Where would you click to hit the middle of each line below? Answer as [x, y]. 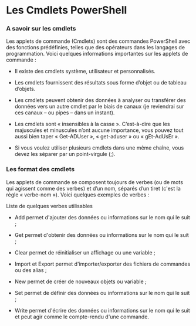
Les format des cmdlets [40, 169]
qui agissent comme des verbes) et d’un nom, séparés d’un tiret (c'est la [93, 188]
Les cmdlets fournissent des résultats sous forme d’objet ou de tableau [100, 83]
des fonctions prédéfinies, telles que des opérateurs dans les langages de [96, 47]
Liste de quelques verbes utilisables [49, 206]
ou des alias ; [31, 270]
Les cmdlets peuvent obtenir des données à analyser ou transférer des [100, 100]
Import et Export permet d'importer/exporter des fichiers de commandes [102, 264]
